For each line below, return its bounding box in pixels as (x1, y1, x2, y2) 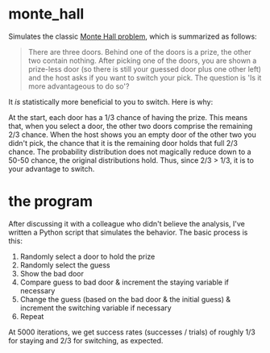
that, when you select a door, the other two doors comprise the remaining (8, 121, 253, 131)
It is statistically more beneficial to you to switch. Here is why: (8, 97, 214, 106)
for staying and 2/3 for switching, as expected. (8, 335, 164, 345)
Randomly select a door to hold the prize (19, 251, 156, 261)
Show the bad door (19, 268, 85, 278)
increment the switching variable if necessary (19, 303, 172, 313)
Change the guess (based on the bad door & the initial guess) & (19, 294, 231, 304)
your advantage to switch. (8, 164, 95, 173)
